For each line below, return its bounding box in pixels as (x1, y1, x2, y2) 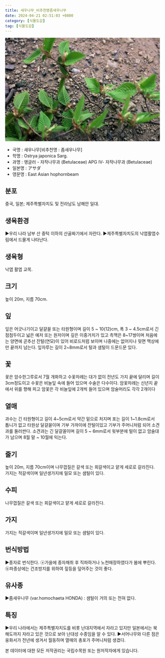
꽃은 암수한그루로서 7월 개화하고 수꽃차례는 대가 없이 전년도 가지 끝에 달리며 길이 (5, 374, 160, 380)
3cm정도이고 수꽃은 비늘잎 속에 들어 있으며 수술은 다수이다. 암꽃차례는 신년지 (5, 380, 153, 386)
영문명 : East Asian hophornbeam (12, 171, 79, 177)
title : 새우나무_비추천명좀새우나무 (5, 8, 67, 13)
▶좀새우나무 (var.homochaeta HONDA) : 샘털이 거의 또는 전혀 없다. (5, 595, 136, 601)
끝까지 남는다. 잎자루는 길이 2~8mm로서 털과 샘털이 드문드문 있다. (10, 344, 137, 350)
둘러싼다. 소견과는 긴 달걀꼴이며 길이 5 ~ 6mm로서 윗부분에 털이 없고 (14, 428, 146, 434)
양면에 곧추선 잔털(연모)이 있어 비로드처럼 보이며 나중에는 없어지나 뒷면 (10, 338, 146, 344)
